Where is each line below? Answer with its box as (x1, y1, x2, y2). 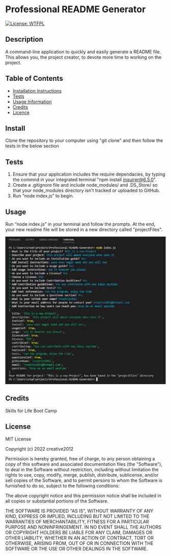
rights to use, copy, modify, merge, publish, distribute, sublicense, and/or (5, 472, 159, 478)
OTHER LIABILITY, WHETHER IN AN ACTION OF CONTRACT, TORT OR (5, 535, 154, 541)
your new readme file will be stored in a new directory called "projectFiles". (5, 226, 163, 232)
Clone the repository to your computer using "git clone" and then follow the (5, 137, 163, 143)
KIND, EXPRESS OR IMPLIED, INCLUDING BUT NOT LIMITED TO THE (5, 513, 150, 519)
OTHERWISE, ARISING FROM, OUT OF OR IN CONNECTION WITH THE (5, 540, 154, 546)
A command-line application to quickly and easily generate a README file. (5, 48, 161, 54)
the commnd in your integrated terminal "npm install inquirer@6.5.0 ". (12, 177, 157, 183)
